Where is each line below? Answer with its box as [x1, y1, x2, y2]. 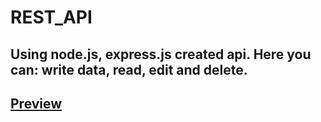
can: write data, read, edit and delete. [10, 61, 248, 78]
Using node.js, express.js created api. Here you [10, 46, 312, 63]
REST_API [10, 6, 93, 29]
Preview [10, 95, 63, 112]
